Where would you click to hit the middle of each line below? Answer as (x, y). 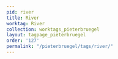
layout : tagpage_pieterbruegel (46, 35)
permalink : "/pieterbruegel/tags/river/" (60, 47)
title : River (23, 18)
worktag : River (26, 23)
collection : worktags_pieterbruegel (53, 29)
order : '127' (23, 41)
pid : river (20, 12)
